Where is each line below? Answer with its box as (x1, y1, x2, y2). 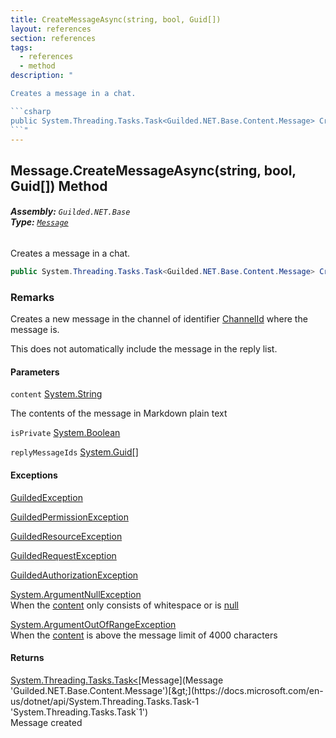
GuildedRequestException (10, 549, 117, 561)
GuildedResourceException (10, 530, 123, 542)
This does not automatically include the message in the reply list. (10, 343, 278, 355)
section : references (10, 33, 97, 43)
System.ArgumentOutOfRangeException (10, 618, 177, 630)
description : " (10, 71, 74, 81)
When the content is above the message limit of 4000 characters (10, 629, 278, 641)
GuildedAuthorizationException (10, 569, 139, 581)
